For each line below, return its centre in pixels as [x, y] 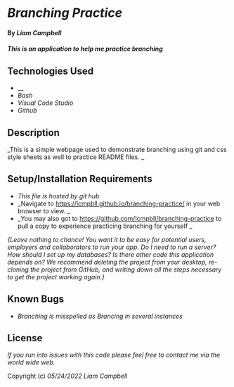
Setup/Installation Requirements [80, 179]
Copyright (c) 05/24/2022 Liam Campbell [67, 376]
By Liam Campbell [34, 32]
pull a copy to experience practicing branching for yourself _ [105, 226]
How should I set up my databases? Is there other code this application [111, 254]
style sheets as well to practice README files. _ [76, 157]
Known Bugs [36, 299]
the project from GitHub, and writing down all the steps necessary [126, 269]
